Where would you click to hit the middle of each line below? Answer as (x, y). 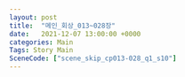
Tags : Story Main (41, 50)
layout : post (33, 17)
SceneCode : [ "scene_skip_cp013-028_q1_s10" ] (93, 58)
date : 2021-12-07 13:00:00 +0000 (75, 34)
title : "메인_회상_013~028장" (62, 26)
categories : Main (41, 42)
